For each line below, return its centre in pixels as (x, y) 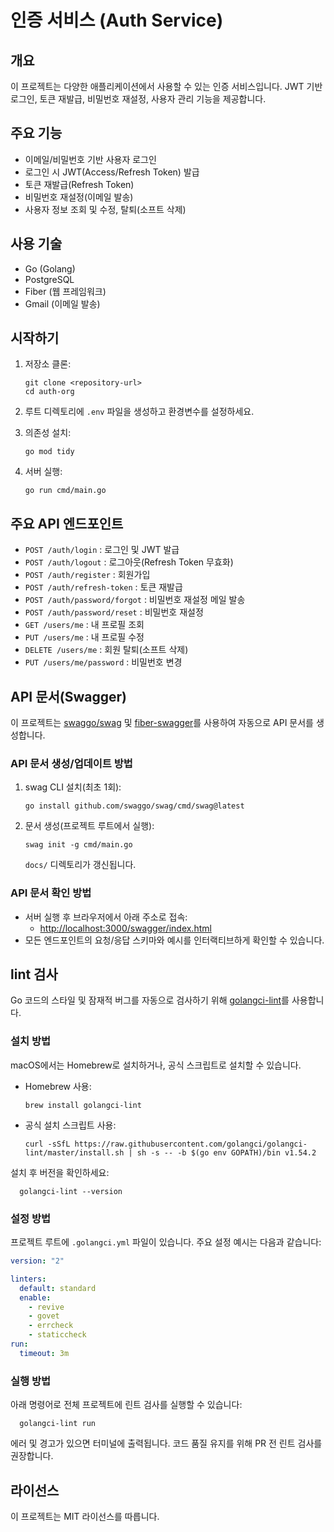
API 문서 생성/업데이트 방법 (71, 763)
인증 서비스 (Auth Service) (117, 20)
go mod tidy (49, 452)
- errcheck (51, 1326)
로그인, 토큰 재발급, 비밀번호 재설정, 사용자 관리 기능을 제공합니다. (138, 99)
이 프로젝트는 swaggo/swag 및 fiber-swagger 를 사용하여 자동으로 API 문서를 (162, 723)
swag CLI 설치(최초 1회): (73, 787)
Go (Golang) (50, 268)
